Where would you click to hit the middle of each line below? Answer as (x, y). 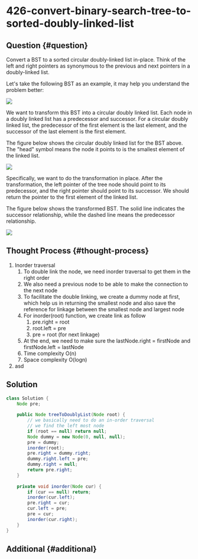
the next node (40, 290)
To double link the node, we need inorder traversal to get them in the (107, 271)
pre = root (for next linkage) (66, 334)
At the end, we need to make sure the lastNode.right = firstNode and (107, 341)
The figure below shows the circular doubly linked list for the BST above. (95, 143)
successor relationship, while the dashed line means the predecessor (91, 215)
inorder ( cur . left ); (51, 497)
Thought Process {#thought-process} (78, 251)
